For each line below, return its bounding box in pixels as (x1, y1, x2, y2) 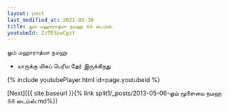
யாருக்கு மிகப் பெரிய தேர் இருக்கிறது (17, 62, 111, 70)
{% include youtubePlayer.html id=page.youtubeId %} (7, 76, 161, 84)
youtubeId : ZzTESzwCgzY (7, 29, 76, 37)
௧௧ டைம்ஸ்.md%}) (7, 97, 58, 105)
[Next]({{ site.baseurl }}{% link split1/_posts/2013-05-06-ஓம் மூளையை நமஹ (7, 89, 222, 97)
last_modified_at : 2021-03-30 (7, 17, 94, 23)
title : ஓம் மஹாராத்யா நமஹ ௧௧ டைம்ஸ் (7, 23, 112, 30)
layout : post (7, 10, 45, 17)
